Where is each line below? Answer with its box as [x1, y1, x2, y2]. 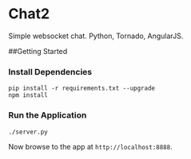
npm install [8, 91, 48, 99]
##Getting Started [8, 46, 68, 56]
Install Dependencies [8, 66, 93, 77]
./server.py [8, 128, 48, 136]
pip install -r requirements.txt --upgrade [8, 84, 156, 92]
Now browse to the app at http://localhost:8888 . [8, 142, 173, 151]
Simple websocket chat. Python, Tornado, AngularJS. [8, 31, 184, 41]
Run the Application [8, 110, 87, 121]
